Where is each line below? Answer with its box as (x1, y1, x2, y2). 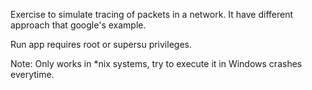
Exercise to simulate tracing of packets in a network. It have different (10, 9, 294, 20)
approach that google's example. (10, 19, 147, 31)
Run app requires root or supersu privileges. (10, 39, 192, 50)
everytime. (10, 69, 55, 80)
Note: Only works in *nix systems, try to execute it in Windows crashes (10, 58, 303, 69)
